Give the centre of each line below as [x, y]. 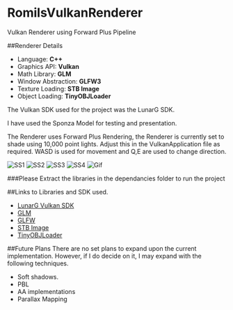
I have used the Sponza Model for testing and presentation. [92, 123]
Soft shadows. [38, 277]
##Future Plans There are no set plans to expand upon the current [102, 248]
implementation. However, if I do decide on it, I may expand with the [104, 256]
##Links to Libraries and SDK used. [58, 192]
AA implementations [46, 291]
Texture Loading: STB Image [58, 88]
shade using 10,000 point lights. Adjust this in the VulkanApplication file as [114, 144]
